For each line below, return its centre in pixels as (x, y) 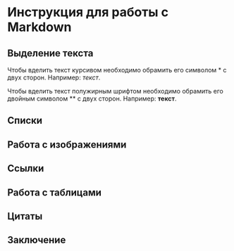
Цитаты (25, 216)
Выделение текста (50, 53)
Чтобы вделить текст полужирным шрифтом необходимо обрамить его (115, 91)
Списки (25, 121)
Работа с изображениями (67, 144)
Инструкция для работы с (88, 12)
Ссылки (26, 168)
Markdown (39, 27)
